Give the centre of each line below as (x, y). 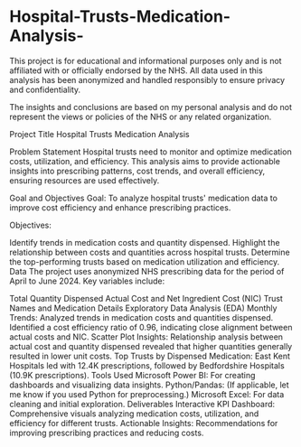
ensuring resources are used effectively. (85, 180)
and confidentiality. (45, 89)
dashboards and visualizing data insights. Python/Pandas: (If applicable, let (149, 385)
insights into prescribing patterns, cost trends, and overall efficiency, (137, 171)
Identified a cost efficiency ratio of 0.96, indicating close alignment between (151, 327)
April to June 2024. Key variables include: (87, 281)
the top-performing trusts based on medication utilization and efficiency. (145, 261)
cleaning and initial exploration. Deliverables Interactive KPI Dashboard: (142, 404)
